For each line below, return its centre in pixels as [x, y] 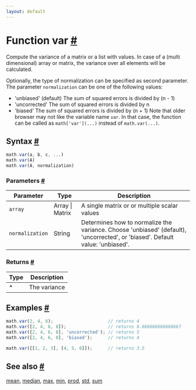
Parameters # [26, 180]
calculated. [20, 69]
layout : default [26, 11]
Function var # [42, 40]
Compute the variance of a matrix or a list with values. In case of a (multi [93, 57]
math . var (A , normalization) [40, 166]
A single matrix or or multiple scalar [130, 206]
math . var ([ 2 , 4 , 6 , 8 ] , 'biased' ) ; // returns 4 [73, 338]
